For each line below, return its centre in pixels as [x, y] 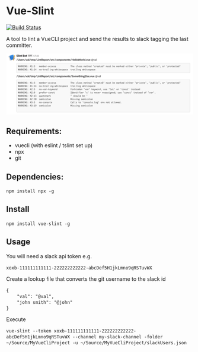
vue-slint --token [29, 331]
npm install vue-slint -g [38, 224]
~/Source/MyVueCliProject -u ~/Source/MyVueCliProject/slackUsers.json [96, 343]
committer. [19, 45]
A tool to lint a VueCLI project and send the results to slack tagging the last [97, 39]
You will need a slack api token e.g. [49, 256]
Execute [16, 319]
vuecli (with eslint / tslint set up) [54, 145]
